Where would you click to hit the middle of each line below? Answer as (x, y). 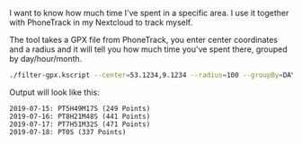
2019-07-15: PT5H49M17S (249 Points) (80, 108)
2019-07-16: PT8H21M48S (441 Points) (80, 116)
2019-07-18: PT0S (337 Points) (68, 132)
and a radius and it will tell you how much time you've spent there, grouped (148, 49)
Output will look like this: (55, 92)
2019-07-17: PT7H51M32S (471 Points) (80, 124)
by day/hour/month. (46, 59)
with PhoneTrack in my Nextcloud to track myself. (101, 22)
